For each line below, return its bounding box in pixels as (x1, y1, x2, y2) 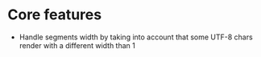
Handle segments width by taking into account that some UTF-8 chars (19, 32, 253, 42)
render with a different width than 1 (19, 40, 136, 50)
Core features (7, 6, 102, 24)
